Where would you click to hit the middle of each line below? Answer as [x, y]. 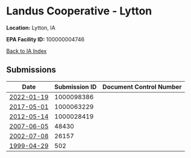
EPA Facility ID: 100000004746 [45, 39]
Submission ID [75, 87]
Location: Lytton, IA [31, 28]
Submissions [31, 70]
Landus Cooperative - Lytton [79, 11]
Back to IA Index [27, 51]
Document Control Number [142, 87]
